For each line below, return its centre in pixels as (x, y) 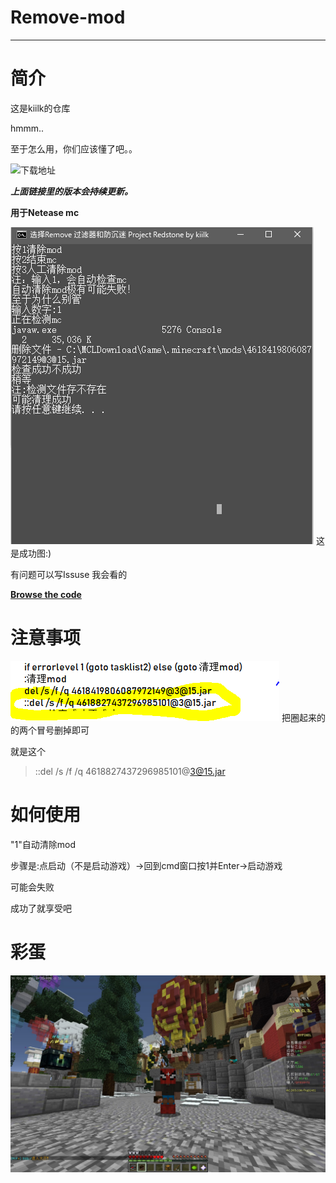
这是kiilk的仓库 (40, 108)
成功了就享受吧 (41, 908)
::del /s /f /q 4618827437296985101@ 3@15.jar (130, 771)
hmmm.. (27, 128)
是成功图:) (31, 553)
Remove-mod (68, 17)
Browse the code (46, 594)
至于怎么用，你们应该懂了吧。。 (74, 148)
